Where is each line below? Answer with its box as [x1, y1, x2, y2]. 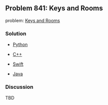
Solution [5, 30, 27, 37]
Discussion [5, 83, 34, 90]
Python [12, 41, 28, 47]
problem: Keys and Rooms [5, 17, 60, 23]
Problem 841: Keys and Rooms [5, 4, 103, 13]
